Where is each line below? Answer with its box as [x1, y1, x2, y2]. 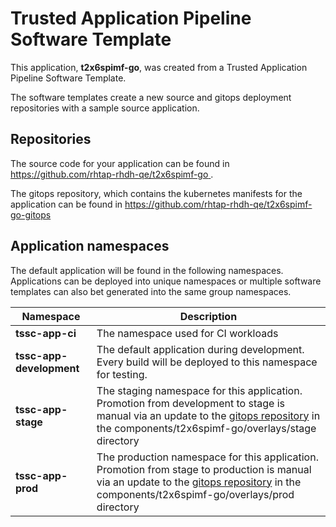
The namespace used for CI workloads [96, 326, 279, 340]
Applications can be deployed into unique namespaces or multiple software [10, 275, 322, 287]
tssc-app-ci [15, 326, 77, 340]
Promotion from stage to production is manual [96, 462, 312, 476]
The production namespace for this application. [96, 450, 319, 464]
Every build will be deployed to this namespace [96, 355, 318, 369]
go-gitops [10, 208, 52, 221]
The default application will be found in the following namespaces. [10, 264, 284, 276]
